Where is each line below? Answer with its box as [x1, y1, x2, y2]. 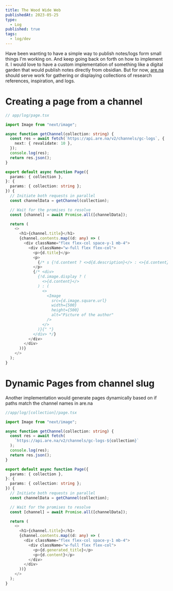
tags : [5, 31, 17, 37]
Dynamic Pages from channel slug [5, 378, 155, 389]
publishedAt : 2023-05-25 [5, 12, 59, 18]
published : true [5, 27, 40, 32]
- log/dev [10, 37, 31, 42]
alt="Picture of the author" [51, 312, 114, 318]
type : [5, 17, 17, 22]
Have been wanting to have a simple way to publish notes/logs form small [5, 50, 162, 57]
